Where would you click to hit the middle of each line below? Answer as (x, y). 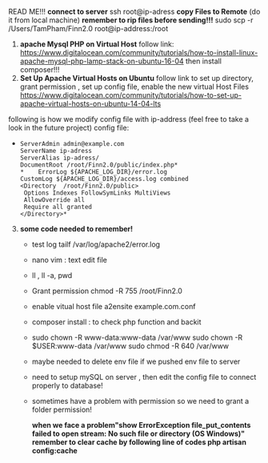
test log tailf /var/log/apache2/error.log (96, 244)
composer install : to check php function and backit (116, 322)
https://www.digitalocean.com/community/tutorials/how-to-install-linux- (139, 52)
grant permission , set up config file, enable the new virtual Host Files (134, 87)
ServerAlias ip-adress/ (60, 158)
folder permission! (62, 409)
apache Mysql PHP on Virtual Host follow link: (97, 44)
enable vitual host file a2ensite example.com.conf (114, 306)
